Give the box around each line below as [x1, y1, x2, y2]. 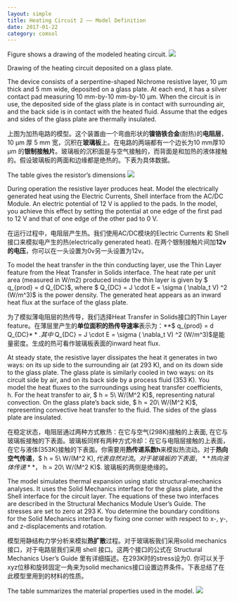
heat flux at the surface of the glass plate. [7, 298, 129, 307]
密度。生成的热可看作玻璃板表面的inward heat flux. [13, 339, 161, 348]
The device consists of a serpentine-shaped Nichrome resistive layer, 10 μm [7, 78, 227, 86]
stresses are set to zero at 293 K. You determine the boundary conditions [7, 507, 220, 515]
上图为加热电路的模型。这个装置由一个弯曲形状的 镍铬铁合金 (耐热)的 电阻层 [7, 130, 222, 138]
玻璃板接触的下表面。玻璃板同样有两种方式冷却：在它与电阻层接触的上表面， [7, 436, 229, 445]
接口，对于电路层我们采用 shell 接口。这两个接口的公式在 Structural [7, 546, 203, 554]
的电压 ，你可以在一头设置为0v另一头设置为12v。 [7, 247, 148, 255]
